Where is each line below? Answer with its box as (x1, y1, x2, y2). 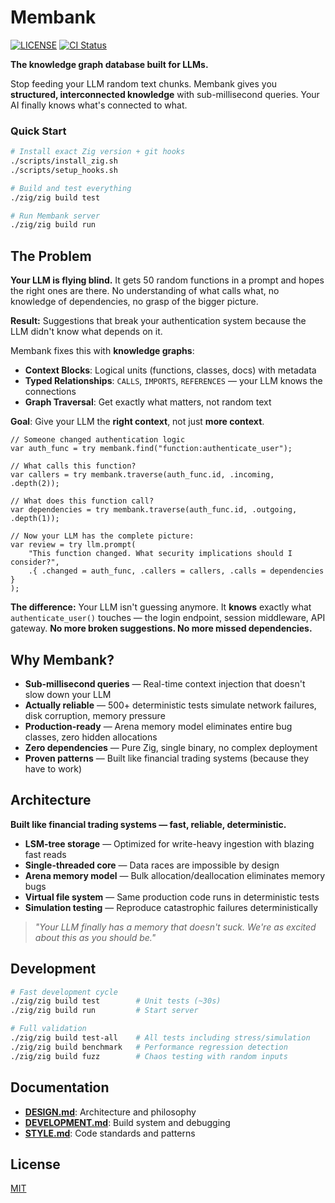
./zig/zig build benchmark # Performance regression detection (10, 1042, 288, 1052)
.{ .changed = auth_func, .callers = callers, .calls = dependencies (28, 566, 325, 576)
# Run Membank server (10, 211, 101, 221)
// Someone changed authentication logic (10, 435, 186, 445)
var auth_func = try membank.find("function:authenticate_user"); (10, 444, 293, 454)
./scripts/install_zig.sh (10, 156, 118, 166)
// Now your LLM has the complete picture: (10, 531, 195, 541)
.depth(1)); (10, 514, 60, 524)
